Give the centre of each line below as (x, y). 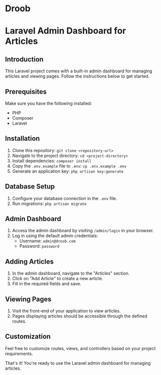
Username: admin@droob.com (47, 241)
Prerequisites (26, 92)
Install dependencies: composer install (52, 161)
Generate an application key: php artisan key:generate (68, 171)
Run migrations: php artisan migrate (49, 203)
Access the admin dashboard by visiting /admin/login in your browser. (83, 231)
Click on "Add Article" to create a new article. (58, 279)
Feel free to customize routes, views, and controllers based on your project (80, 348)
